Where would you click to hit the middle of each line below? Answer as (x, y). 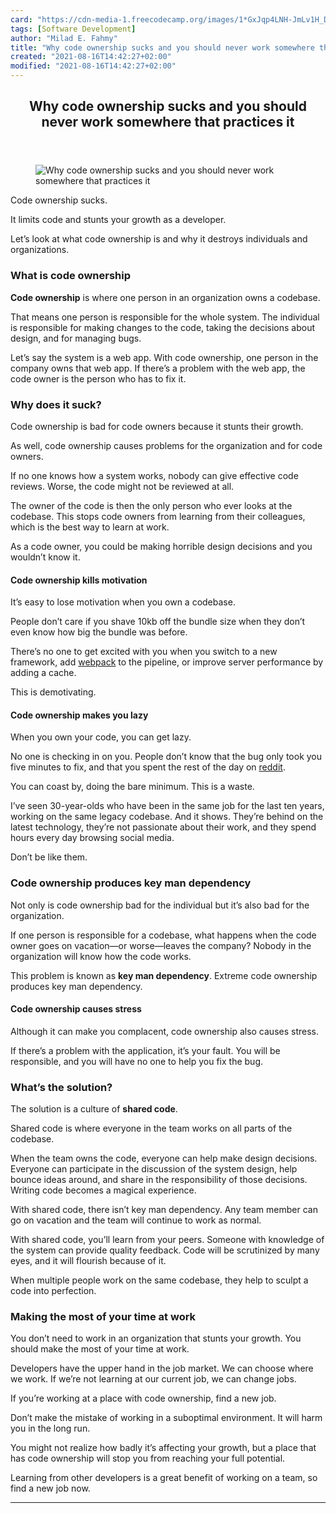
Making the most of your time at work (103, 1317)
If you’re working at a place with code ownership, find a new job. (143, 1398)
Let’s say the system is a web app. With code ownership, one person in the (164, 357)
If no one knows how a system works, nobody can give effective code (154, 475)
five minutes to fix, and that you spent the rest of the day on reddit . (148, 767)
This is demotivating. (53, 692)
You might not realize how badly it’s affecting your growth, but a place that (163, 1448)
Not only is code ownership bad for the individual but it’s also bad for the (160, 905)
